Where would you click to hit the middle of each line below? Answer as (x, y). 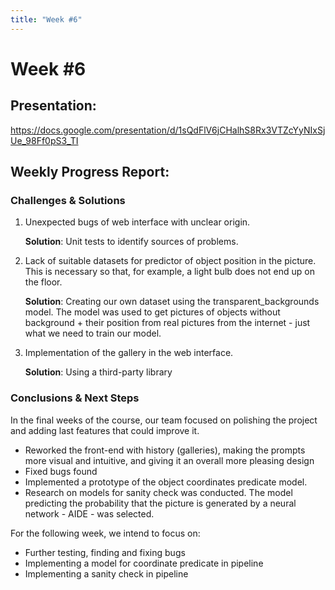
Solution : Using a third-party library (98, 372)
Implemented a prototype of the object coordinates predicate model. (166, 482)
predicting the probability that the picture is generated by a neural (160, 503)
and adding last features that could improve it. (105, 430)
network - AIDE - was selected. (89, 513)
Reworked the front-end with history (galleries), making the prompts (165, 450)
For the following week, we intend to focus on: (105, 533)
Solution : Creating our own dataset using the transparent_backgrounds (172, 302)
